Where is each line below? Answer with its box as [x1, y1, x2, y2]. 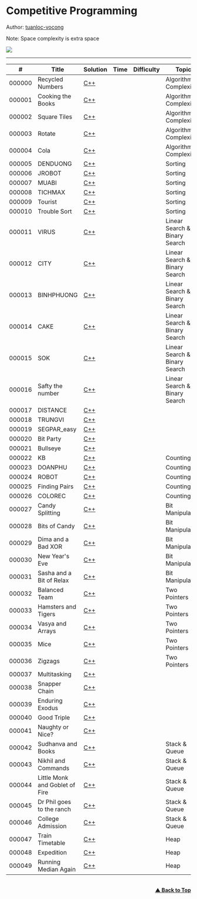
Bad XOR [38, 542, 63, 550]
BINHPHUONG [38, 290, 78, 299]
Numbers [38, 82, 63, 90]
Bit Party [38, 434, 62, 442]
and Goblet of [38, 780, 76, 789]
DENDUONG [38, 160, 72, 168]
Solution [83, 65, 107, 73]
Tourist [38, 198, 57, 206]
